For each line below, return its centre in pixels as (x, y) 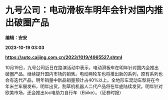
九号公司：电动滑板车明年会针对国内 (80, 10)
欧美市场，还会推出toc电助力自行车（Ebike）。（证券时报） (64, 92)
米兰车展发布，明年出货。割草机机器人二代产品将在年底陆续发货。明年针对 (86, 86)
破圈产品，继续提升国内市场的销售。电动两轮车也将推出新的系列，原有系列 (82, 73)
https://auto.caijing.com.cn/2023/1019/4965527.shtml (64, 57)
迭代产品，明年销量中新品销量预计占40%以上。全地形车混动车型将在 (84, 80)
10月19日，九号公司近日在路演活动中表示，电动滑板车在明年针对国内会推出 (82, 67)
